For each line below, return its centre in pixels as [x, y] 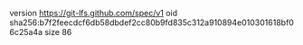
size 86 [58, 32]
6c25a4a [26, 32]
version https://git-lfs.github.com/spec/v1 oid [94, 13]
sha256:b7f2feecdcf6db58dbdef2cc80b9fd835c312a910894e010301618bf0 [151, 22]
